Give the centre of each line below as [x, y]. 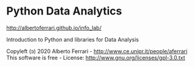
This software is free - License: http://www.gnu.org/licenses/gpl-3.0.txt [96, 57]
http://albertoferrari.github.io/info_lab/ [54, 28]
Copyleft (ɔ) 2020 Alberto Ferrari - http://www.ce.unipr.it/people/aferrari [97, 51]
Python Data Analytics [64, 11]
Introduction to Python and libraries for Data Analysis [73, 39]
